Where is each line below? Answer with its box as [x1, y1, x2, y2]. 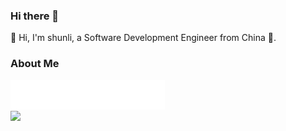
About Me [10, 57, 60, 71]
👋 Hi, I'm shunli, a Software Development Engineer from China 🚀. [10, 32, 277, 44]
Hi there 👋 [10, 9, 60, 23]
